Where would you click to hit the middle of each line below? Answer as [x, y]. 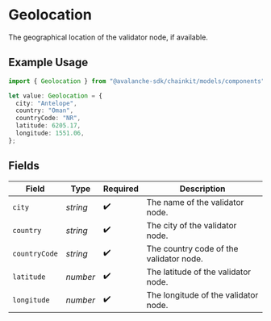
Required [121, 189]
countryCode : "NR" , [48, 119]
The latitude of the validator [199, 272]
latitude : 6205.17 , [48, 126]
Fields [24, 166]
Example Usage [48, 63]
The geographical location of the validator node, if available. [108, 37]
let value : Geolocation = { [56, 96]
